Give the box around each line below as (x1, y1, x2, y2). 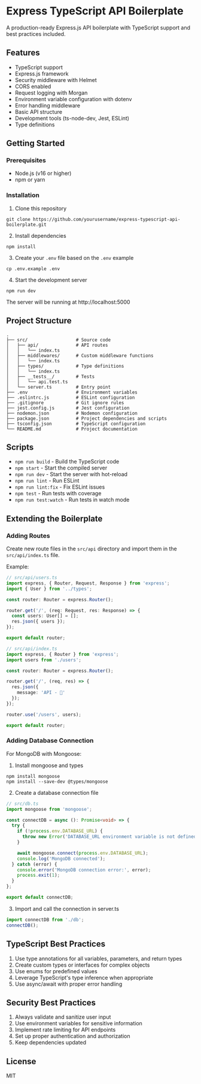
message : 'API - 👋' (17, 690, 66, 696)
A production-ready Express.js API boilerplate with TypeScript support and (6, 24, 190, 31)
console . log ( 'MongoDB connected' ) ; (17, 855, 106, 862)
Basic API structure (14, 108, 63, 115)
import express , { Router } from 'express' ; (6, 651, 119, 657)
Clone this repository (14, 205, 67, 212)
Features (6, 48, 40, 58)
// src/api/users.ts (6, 575, 58, 581)
